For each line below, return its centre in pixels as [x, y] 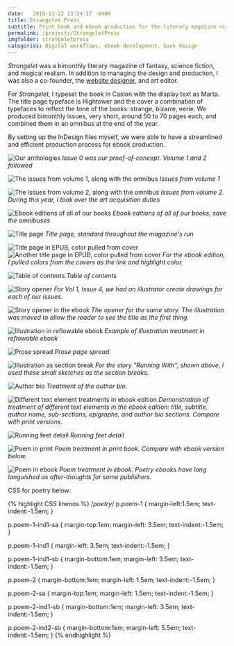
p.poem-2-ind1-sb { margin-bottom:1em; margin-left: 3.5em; [94, 607]
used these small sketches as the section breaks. [78, 372]
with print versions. [35, 422]
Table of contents [92, 276]
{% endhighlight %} [83, 635]
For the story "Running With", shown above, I [160, 365]
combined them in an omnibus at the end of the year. [83, 123]
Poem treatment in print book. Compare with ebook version [140, 449]
